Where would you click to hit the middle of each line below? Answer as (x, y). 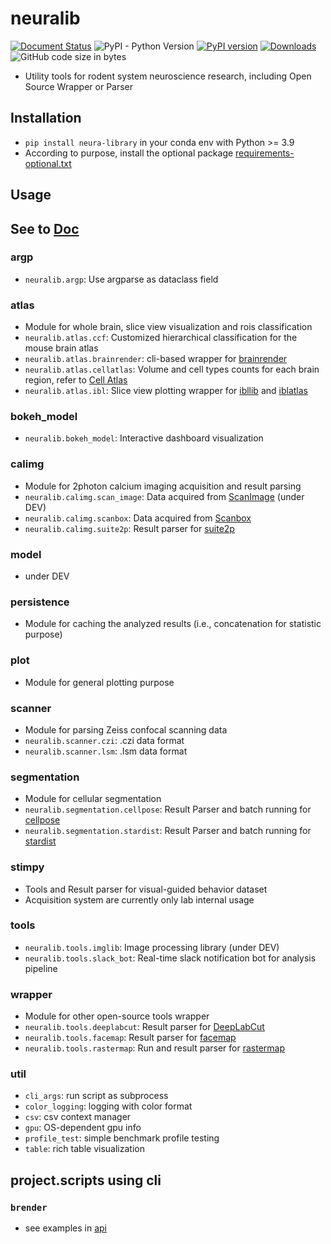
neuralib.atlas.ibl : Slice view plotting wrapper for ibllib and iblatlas (166, 391)
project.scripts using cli (86, 1180)
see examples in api (65, 1228)
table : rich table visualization (84, 1149)
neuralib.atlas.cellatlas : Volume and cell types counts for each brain (172, 369)
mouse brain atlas (61, 348)
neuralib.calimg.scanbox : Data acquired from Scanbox (138, 518)
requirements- (265, 153)
